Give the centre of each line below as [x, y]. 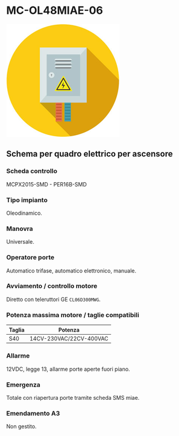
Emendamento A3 [33, 413]
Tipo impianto [27, 200]
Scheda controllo [32, 171]
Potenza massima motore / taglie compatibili [73, 315]
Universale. [20, 242]
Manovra [20, 229]
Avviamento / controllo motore [52, 286]
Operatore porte [30, 257]
